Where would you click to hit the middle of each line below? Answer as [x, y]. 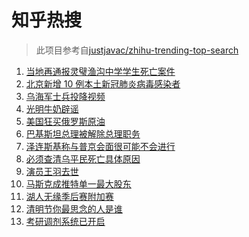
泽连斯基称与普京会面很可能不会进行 [100, 146]
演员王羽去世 [52, 171]
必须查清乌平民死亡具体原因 [83, 158]
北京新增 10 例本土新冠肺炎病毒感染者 [103, 83]
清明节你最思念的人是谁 [74, 208]
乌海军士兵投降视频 [65, 96]
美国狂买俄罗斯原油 [65, 121]
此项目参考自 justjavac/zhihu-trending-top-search [137, 50]
